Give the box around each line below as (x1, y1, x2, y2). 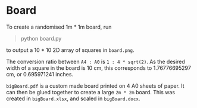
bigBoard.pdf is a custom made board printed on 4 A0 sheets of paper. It (6, 82, 185, 90)
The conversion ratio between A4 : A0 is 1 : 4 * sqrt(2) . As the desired (6, 58, 186, 65)
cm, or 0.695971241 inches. (6, 70, 73, 78)
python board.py (20, 35, 62, 42)
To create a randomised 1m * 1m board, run (6, 23, 112, 30)
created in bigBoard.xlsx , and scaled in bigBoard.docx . (6, 95, 140, 102)
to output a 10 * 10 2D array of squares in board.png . (6, 46, 135, 54)
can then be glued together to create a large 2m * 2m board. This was (6, 88, 176, 95)
